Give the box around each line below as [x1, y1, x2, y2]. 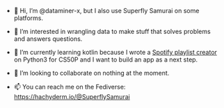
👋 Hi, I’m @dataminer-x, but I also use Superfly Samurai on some [13, 7, 200, 15]
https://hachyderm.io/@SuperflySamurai [13, 93, 130, 100]
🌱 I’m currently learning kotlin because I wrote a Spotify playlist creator [13, 48, 218, 56]
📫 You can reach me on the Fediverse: [13, 83, 126, 91]
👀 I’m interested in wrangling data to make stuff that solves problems [13, 28, 211, 35]
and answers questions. [13, 35, 83, 43]
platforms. [13, 14, 44, 22]
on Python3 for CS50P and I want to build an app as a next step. [13, 55, 198, 64]
